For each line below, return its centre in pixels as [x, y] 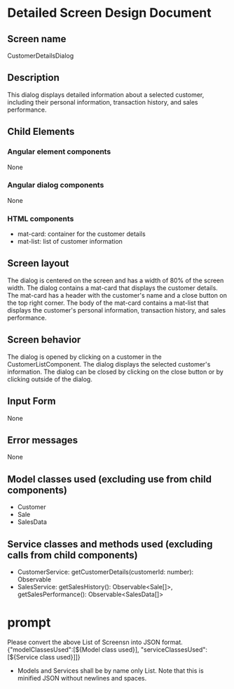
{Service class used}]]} [47, 657]
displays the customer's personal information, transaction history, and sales [117, 310]
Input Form [32, 401]
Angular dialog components [56, 185]
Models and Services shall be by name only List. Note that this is [111, 670]
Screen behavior [44, 340]
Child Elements [41, 132]
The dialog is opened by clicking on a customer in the [85, 357]
